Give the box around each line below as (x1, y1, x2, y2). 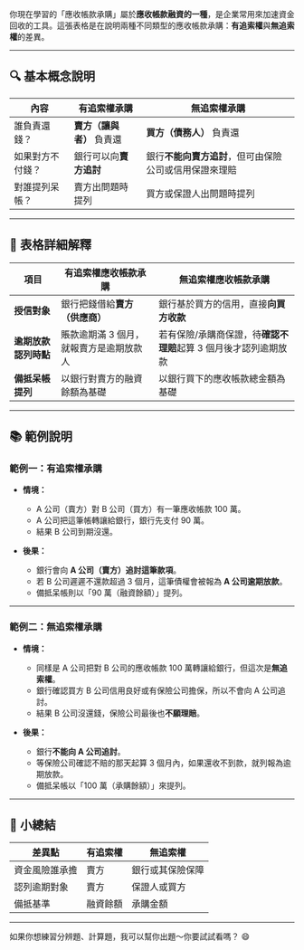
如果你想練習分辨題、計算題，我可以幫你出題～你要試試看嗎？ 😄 (9, 931, 251, 942)
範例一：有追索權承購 (9, 461, 102, 474)
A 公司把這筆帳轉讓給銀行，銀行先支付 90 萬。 (35, 515, 210, 526)
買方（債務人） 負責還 (146, 126, 240, 138)
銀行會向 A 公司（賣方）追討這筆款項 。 (35, 565, 182, 575)
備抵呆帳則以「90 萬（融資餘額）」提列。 (35, 587, 188, 598)
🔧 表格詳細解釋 (9, 237, 92, 252)
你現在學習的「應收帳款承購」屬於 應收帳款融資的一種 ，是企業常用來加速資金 (9, 9, 295, 19)
